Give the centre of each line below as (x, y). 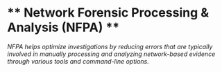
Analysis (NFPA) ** (63, 27)
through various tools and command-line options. (78, 61)
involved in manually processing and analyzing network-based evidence (111, 54)
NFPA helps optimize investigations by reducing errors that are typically (110, 46)
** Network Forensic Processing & (108, 13)
